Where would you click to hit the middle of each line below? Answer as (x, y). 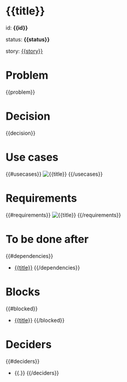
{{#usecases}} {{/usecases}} (54, 174)
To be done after (47, 239)
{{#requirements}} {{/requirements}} (63, 215)
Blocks (23, 291)
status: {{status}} (28, 39)
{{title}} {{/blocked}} (39, 320)
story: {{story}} (24, 51)
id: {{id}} (17, 28)
